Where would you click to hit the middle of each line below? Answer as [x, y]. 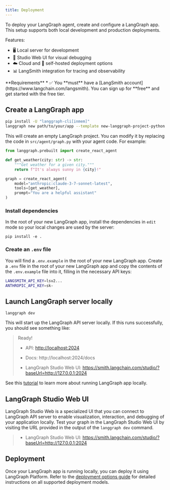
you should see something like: [38, 328]
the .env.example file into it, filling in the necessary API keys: [68, 272]
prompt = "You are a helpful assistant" [55, 193]
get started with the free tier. [35, 94]
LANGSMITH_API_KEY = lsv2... [34, 281]
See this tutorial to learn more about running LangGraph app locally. [76, 383]
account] [134, 83]
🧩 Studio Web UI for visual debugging [52, 57]
